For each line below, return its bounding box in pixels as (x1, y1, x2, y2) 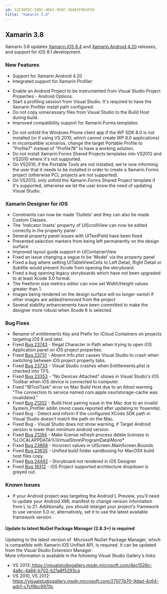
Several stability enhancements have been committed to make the (12, 302, 148, 308)
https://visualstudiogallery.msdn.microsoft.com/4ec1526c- (32, 562, 153, 568)
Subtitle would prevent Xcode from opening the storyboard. (12, 264, 135, 270)
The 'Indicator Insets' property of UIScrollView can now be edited (12, 222, 148, 228)
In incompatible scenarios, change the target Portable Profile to (12, 140, 143, 146)
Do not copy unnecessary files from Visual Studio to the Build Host (12, 109, 150, 115)
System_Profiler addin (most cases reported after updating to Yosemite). (12, 405, 162, 411)
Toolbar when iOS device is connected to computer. (12, 379, 119, 385)
